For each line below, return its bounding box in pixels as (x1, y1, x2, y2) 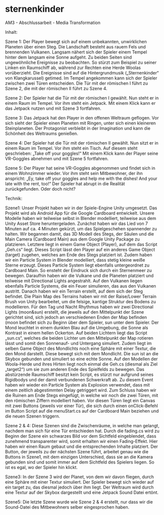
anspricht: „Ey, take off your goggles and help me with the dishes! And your (5, 175, 158, 181)
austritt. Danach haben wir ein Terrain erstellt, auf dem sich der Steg (5, 288, 143, 294)
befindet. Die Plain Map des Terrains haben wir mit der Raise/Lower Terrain (5, 293, 157, 299)
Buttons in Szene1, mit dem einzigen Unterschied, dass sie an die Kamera (5, 454, 153, 460)
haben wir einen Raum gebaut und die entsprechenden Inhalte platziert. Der (5, 443, 158, 449)
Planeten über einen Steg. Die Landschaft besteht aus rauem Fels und (5, 44, 146, 49)
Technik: (5, 195, 23, 201)
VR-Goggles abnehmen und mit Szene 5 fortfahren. (5, 155, 109, 161)
